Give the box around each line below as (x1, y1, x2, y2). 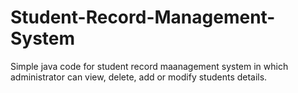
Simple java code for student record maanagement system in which (10, 60, 289, 72)
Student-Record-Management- (10, 6, 276, 29)
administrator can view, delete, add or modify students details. (10, 71, 268, 83)
